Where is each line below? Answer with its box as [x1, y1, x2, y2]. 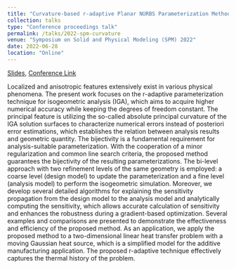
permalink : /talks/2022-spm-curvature [7, 29, 121, 37]
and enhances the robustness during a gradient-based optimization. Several [7, 209, 228, 218]
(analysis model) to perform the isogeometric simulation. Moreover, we [7, 179, 213, 188]
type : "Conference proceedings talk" [7, 23, 118, 30]
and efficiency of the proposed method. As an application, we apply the [7, 224, 215, 232]
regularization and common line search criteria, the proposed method [7, 149, 209, 158]
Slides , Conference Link [7, 68, 77, 77]
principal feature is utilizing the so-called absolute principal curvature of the [7, 112, 227, 120]
